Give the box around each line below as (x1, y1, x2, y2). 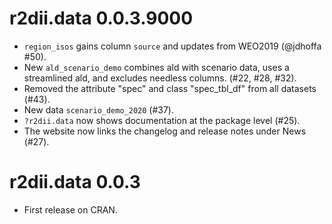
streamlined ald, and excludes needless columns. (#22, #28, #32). (23, 72, 297, 84)
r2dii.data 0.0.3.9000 (9, 7, 194, 30)
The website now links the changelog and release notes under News (23, 125, 307, 137)
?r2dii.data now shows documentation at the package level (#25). (23, 114, 301, 126)
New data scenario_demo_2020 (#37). (23, 103, 175, 116)
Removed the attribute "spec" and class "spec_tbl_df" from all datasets (23, 82, 317, 94)
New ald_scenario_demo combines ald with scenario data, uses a (23, 61, 290, 73)
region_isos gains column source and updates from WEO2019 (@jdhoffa (23, 40, 322, 52)
